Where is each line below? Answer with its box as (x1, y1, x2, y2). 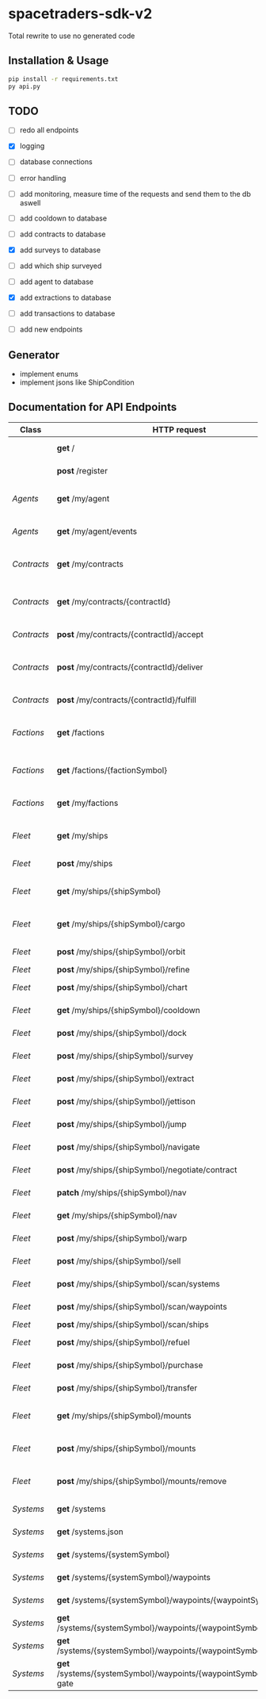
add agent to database (19, 277, 93, 286)
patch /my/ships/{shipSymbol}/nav (56, 1187, 187, 1198)
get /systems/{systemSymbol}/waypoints (56, 1571, 211, 1582)
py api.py (8, 82, 41, 90)
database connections (19, 157, 93, 167)
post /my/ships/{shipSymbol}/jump (56, 1118, 187, 1129)
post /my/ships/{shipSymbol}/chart (56, 981, 188, 992)
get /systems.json (56, 1526, 124, 1537)
